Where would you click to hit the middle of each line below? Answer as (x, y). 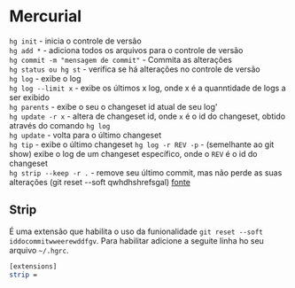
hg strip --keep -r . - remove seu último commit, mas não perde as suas (146, 172)
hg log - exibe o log (45, 78)
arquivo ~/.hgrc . (39, 250)
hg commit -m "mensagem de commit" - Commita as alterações (120, 59)
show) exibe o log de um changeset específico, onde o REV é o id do (133, 153)
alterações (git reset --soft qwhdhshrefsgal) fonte (100, 182)
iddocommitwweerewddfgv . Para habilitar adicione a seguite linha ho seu (136, 240)
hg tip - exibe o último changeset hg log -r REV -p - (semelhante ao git (142, 144)
